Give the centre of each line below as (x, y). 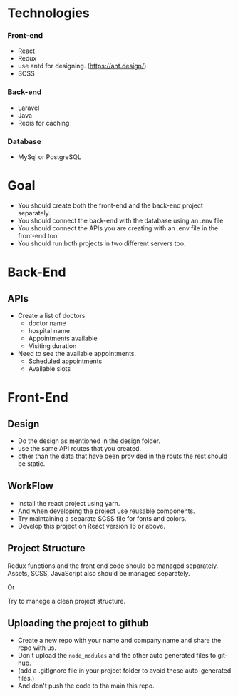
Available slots (50, 369)
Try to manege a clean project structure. (67, 601)
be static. (31, 464)
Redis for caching (43, 123)
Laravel (29, 108)
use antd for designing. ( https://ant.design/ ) (82, 66)
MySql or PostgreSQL (50, 157)
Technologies (49, 13)
